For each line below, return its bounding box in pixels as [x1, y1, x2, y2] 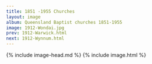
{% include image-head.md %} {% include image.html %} [6, 52, 146, 58]
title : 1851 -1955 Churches [6, 8, 75, 15]
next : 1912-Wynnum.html [6, 35, 65, 41]
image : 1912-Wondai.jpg [6, 24, 65, 31]
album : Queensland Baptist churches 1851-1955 [6, 19, 123, 25]
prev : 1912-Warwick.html [6, 30, 67, 36]
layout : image [6, 14, 41, 20]
